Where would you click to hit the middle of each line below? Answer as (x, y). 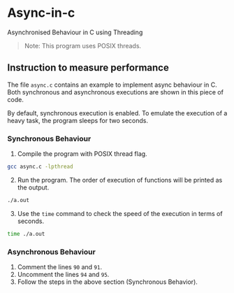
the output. (33, 187)
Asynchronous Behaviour (51, 252)
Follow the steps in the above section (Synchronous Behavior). (107, 282)
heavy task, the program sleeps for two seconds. (78, 120)
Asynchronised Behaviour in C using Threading (75, 32)
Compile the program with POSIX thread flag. (82, 154)
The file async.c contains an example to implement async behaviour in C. (112, 85)
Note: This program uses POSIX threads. (83, 45)
